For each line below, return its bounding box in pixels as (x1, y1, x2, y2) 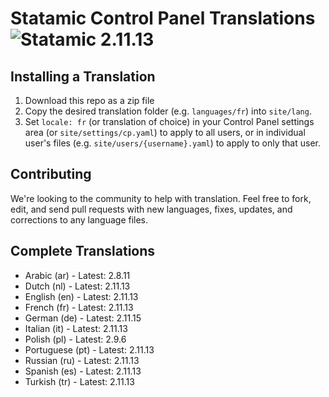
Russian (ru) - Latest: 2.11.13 (24, 354, 140, 366)
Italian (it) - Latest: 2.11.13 (24, 322, 128, 334)
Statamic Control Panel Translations (10, 7, 316, 30)
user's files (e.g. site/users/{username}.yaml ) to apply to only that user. (24, 137, 322, 149)
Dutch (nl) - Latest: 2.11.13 (24, 280, 131, 292)
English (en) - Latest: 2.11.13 (24, 290, 139, 302)
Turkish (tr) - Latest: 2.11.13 (24, 375, 135, 387)
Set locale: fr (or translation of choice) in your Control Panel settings (24, 116, 315, 127)
